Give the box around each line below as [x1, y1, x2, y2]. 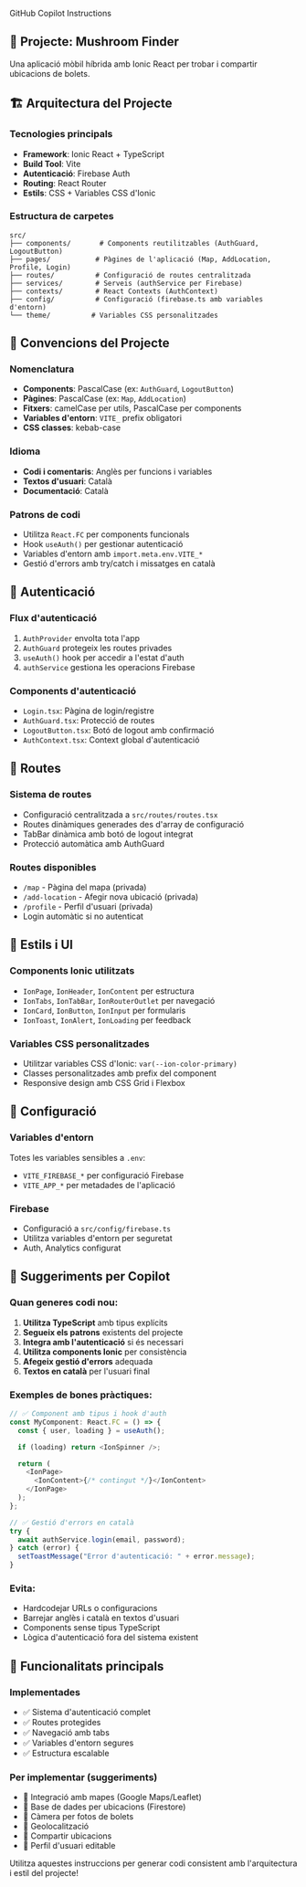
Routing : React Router [22, 177, 107, 188]
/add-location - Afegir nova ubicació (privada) [22, 891, 199, 902]
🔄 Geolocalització [22, 1821, 90, 1832]
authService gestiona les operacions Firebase [22, 661, 195, 672]
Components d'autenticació [9, 684, 137, 697]
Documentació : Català [22, 485, 110, 496]
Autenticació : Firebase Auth [22, 168, 131, 179]
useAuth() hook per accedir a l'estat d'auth [22, 652, 185, 663]
